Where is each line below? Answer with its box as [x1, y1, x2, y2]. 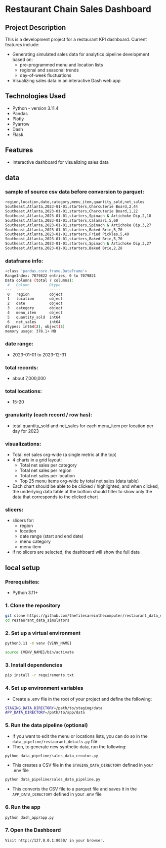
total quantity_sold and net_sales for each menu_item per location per [12, 423, 154, 429]
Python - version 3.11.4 [12, 105, 59, 111]
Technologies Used [5, 92, 66, 100]
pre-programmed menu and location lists [19, 62, 103, 67]
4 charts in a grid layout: [12, 457, 62, 462]
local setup [5, 563, 41, 572]
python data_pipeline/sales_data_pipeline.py [5, 777, 100, 782]
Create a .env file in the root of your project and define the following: [12, 696, 152, 702]
